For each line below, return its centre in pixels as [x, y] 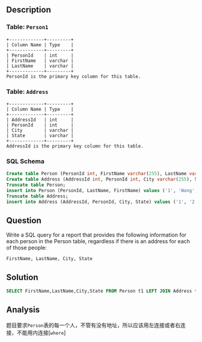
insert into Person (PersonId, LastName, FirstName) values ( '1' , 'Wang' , [102, 190]
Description [29, 10]
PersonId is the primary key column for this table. [74, 76]
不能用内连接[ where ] [41, 332]
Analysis [23, 310]
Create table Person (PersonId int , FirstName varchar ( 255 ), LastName [96, 174]
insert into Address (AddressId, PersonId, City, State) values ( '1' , [96, 202]
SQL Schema [26, 161]
